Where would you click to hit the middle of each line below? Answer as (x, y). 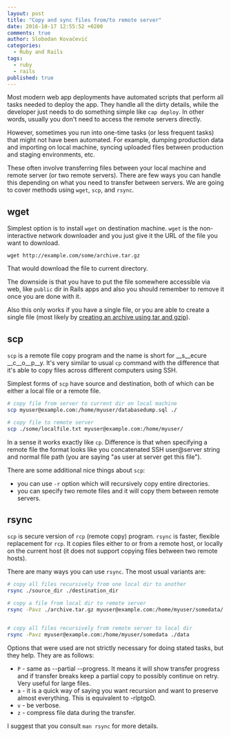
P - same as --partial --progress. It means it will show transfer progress (118, 668)
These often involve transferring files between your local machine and (107, 168)
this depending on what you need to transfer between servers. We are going (115, 183)
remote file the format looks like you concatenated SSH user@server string (114, 449)
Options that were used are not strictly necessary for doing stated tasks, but (115, 648)
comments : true (29, 33)
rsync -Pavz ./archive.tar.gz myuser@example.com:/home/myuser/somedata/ (115, 609)
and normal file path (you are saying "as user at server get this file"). (104, 457)
